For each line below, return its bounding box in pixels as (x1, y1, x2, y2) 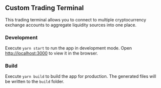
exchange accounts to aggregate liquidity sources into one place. (5, 22, 137, 28)
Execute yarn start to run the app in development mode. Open (5, 45, 132, 51)
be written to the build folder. (5, 79, 64, 85)
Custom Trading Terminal (5, 4, 84, 12)
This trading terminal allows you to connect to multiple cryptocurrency (5, 17, 146, 22)
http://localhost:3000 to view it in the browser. (5, 51, 99, 56)
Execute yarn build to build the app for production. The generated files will (5, 73, 156, 79)
